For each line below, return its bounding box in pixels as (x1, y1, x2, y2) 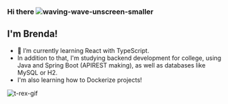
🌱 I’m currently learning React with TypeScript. (17, 46, 149, 54)
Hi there (7, 7, 34, 17)
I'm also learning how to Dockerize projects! (17, 76, 143, 84)
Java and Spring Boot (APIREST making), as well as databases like (17, 61, 206, 69)
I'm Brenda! (7, 28, 59, 40)
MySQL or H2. (17, 68, 58, 76)
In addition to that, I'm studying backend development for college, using (17, 54, 222, 62)
